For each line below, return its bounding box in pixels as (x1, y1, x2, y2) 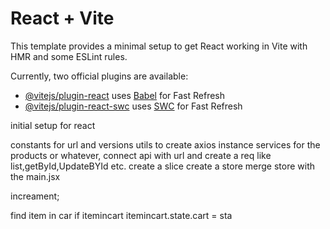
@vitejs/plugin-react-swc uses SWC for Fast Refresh (24, 100, 243, 112)
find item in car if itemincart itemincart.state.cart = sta (10, 209, 233, 221)
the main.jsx (10, 170, 61, 182)
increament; (10, 190, 60, 202)
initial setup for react (10, 119, 96, 131)
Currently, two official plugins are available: (10, 70, 189, 82)
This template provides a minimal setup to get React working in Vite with (10, 40, 308, 52)
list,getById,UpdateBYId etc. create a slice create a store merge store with (10, 160, 316, 172)
